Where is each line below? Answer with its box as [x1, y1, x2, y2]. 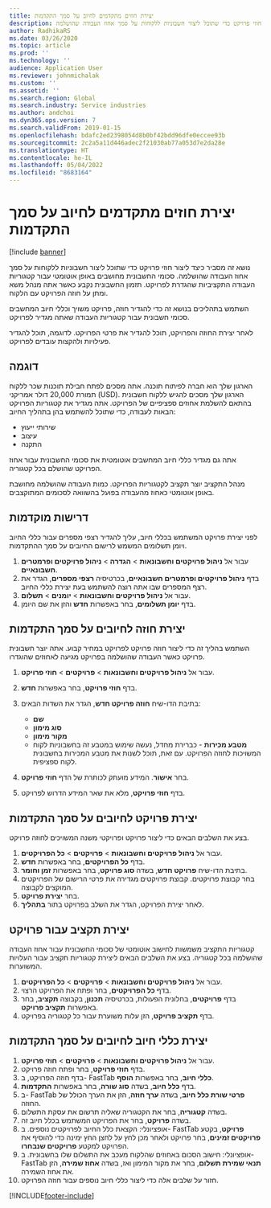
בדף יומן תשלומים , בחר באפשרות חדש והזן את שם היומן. [20, 599, 196, 608]
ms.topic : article [9, 42, 71, 50]
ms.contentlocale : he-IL [9, 154, 92, 162]
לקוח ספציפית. [32, 757, 77, 767]
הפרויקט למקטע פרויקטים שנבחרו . [20, 1140, 129, 1150]
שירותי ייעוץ [20, 422, 56, 432]
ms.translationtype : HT [9, 146, 89, 154]
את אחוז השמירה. [20, 1166, 75, 1176]
